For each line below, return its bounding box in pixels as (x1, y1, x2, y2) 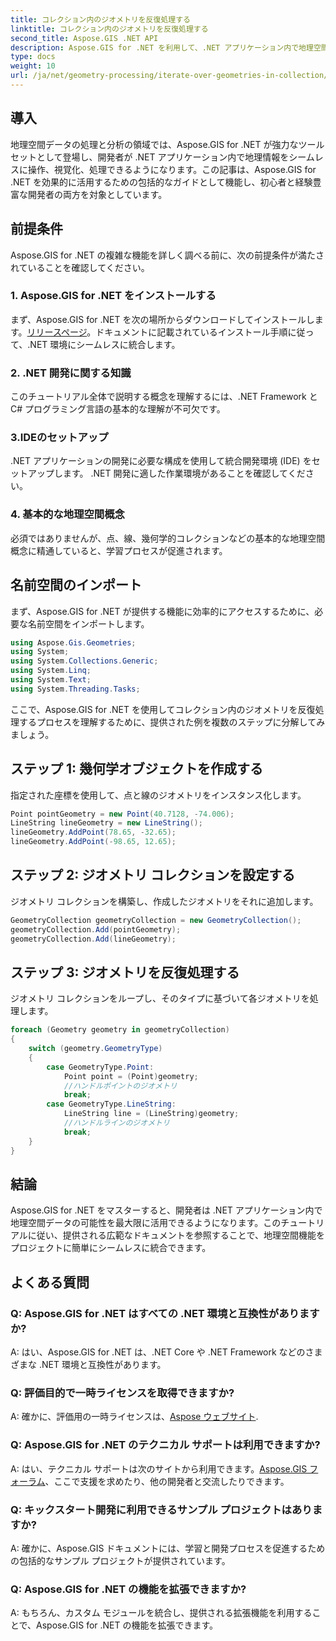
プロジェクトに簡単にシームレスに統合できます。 (10, 1242, 212, 1254)
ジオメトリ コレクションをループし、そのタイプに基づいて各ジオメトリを (10, 992, 310, 1005)
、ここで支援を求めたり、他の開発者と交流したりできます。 (44, 1475, 290, 1487)
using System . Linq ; (10, 666, 92, 676)
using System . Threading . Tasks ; (10, 684, 141, 694)
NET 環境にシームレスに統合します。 (29, 338, 181, 350)
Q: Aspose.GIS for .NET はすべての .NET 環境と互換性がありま (10, 1306, 310, 1320)
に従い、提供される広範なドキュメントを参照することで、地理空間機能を (27, 1229, 325, 1241)
